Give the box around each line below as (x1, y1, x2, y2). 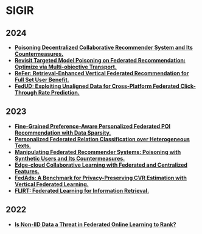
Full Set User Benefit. (14, 76, 69, 83)
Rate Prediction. (38, 89, 80, 96)
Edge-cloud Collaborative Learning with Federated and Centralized (14, 161, 188, 169)
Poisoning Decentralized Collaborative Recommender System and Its (14, 44, 193, 51)
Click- (180, 82, 196, 90)
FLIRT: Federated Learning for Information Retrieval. (14, 187, 150, 194)
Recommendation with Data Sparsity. (14, 129, 111, 136)
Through (14, 89, 38, 96)
